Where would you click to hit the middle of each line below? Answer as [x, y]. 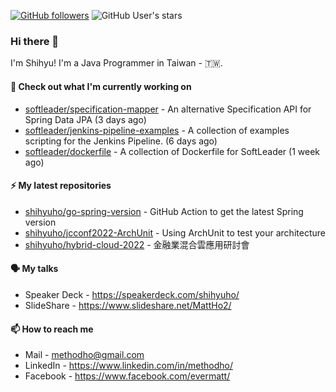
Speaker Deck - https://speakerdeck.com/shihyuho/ [132, 294]
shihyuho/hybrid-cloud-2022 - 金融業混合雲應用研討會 [137, 244]
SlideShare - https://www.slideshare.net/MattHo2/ [128, 305]
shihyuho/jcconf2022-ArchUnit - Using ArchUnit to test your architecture [175, 232]
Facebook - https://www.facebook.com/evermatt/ [127, 376]
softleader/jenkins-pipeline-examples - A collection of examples [157, 130]
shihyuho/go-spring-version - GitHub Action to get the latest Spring [164, 211]
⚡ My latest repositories [61, 186]
